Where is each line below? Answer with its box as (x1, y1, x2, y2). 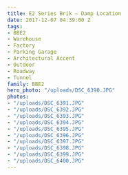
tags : (7, 23, 23, 30)
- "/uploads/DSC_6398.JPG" (7, 145, 85, 152)
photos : (7, 94, 30, 101)
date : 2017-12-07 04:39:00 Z (7, 17, 91, 23)
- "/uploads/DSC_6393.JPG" (7, 112, 85, 119)
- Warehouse (7, 36, 41, 43)
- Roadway (7, 68, 36, 74)
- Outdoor (7, 61, 36, 68)
